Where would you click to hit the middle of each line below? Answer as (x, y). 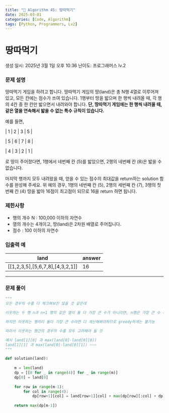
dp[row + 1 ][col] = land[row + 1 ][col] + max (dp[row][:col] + (94, 396)
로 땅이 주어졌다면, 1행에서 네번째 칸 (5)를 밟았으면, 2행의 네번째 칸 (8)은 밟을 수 (83, 162)
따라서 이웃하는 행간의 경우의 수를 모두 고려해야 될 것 (54, 331)
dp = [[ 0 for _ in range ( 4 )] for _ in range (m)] (66, 373)
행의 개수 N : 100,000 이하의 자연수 (47, 217)
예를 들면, (15, 121)
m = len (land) (29, 368)
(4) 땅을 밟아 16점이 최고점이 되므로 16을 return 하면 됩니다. (78, 191)
